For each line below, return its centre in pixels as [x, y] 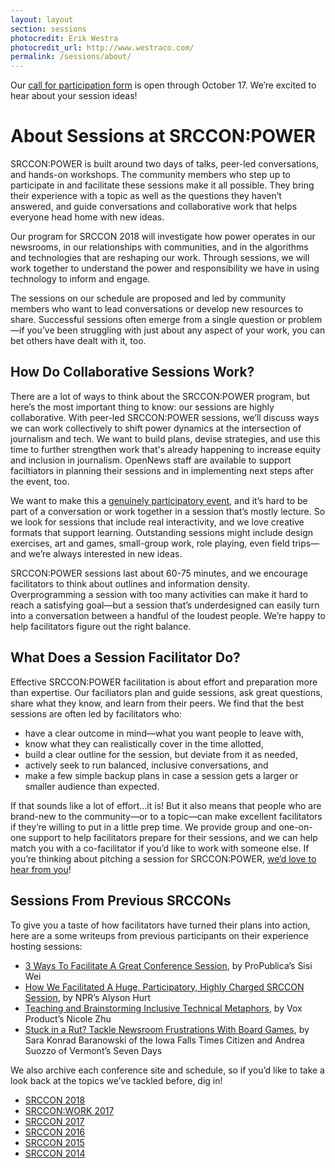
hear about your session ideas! [74, 96]
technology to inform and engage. [80, 279]
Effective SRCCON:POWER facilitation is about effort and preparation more [164, 682]
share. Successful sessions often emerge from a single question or [148, 320]
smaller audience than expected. [92, 786]
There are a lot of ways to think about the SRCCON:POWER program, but [160, 396]
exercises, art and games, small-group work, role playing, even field [150, 543]
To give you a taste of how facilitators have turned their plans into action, [160, 925]
